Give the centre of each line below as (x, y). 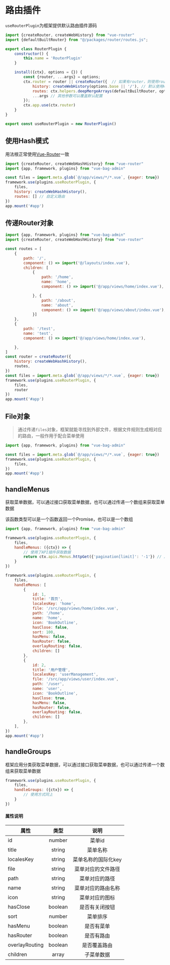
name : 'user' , (47, 689)
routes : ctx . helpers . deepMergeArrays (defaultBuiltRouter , (95, 91)
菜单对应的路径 (97, 878)
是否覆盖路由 (97, 945)
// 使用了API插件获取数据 (47, 552)
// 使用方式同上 (38, 795)
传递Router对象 (30, 223)
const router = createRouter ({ (38, 357)
